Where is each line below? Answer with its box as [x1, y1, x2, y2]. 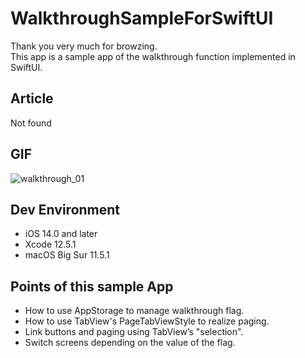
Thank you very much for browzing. [10, 40, 158, 52]
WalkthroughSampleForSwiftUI [10, 7, 274, 30]
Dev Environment [10, 201, 121, 218]
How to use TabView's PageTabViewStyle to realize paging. [24, 315, 270, 327]
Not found [10, 117, 52, 129]
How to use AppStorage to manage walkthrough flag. [24, 305, 245, 317]
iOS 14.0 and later [24, 228, 98, 240]
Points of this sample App [10, 278, 174, 295]
